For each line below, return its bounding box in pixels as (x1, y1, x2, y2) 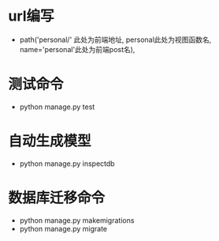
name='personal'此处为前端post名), (19, 44, 135, 54)
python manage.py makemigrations (19, 215, 135, 225)
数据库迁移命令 (8, 189, 106, 206)
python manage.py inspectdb (19, 159, 116, 168)
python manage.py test (19, 102, 95, 111)
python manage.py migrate (19, 224, 108, 233)
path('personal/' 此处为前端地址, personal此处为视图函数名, (19, 35, 212, 44)
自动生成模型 (8, 132, 92, 150)
